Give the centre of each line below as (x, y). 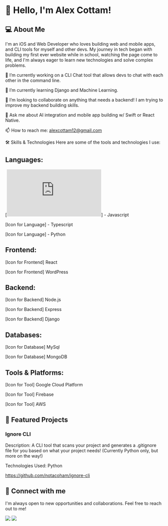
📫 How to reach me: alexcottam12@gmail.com (54, 130)
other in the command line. (33, 80)
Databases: (24, 335)
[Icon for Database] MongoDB (36, 357)
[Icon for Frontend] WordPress (37, 272)
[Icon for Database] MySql (32, 347)
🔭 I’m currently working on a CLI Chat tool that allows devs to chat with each (84, 75)
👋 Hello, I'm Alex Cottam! (58, 10)
